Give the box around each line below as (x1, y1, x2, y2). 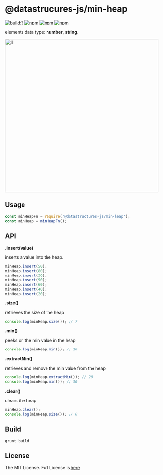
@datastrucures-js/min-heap (5, 3, 128, 15)
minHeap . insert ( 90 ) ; (5, 277, 47, 282)
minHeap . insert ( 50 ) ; (5, 264, 47, 269)
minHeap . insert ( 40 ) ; (5, 287, 47, 292)
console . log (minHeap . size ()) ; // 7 (5, 319, 78, 324)
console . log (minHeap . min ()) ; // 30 (5, 379, 78, 384)
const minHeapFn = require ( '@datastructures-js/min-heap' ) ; (5, 214, 131, 219)
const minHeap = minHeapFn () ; (5, 218, 67, 224)
